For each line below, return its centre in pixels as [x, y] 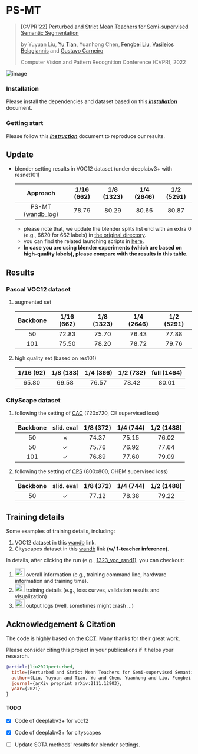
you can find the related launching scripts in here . [84, 241]
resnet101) [27, 175]
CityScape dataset [33, 400]
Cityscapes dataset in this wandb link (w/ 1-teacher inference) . [92, 549]
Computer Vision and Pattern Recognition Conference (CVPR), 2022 [103, 62]
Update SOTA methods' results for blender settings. [77, 745]
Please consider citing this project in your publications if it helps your [90, 650]
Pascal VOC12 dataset [38, 289]
